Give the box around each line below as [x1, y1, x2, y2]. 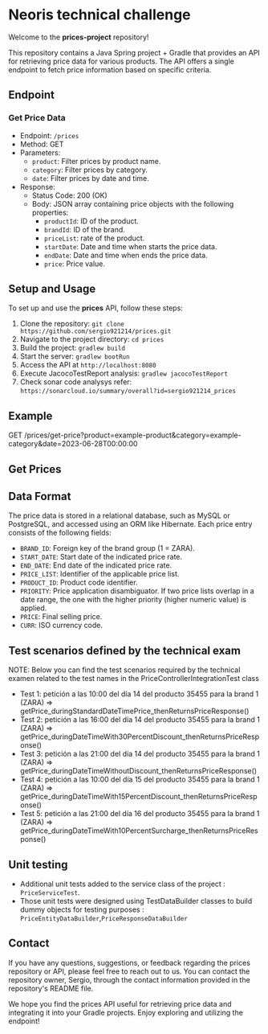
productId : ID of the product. [43, 215, 139, 226]
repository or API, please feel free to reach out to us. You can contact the [8, 966, 250, 976]
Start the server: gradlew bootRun [19, 351, 130, 361]
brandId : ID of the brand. [43, 224, 126, 234]
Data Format [8, 490, 71, 503]
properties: [31, 207, 69, 217]
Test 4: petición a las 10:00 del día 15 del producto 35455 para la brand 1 [19, 774, 261, 785]
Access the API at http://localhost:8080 [19, 360, 156, 370]
